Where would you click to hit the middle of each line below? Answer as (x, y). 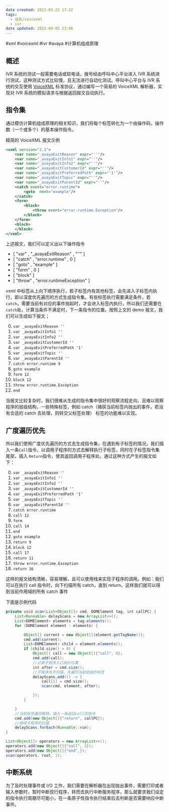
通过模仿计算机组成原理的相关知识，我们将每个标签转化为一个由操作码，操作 (85, 123)
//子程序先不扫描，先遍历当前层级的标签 (68, 672)
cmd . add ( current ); (43, 639)
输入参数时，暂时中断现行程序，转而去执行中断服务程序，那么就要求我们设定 (85, 791)
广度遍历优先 (26, 430)
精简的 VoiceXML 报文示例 (33, 140)
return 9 (22, 542)
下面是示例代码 (21, 602)
